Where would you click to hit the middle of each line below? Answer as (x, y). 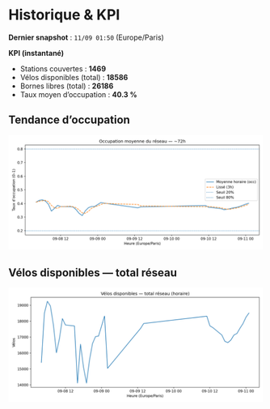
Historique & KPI (64, 15)
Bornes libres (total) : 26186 (67, 86)
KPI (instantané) (36, 53)
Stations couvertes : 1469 (63, 68)
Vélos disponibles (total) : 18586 (74, 77)
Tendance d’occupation (70, 120)
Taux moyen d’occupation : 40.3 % (78, 94)
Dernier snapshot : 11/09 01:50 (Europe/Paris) (86, 37)
